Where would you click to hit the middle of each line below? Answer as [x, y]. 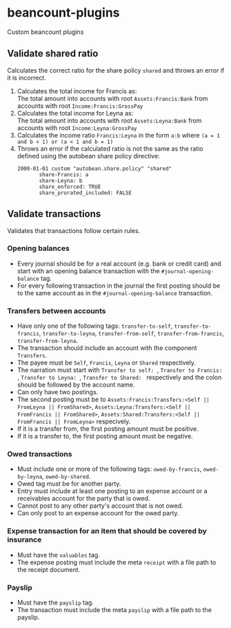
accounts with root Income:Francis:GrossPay [80, 106]
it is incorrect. [27, 77]
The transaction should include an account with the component [107, 348]
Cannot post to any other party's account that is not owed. [100, 506]
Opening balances [39, 248]
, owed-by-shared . [67, 477]
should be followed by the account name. [76, 385]
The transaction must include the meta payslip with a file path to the [114, 610]
